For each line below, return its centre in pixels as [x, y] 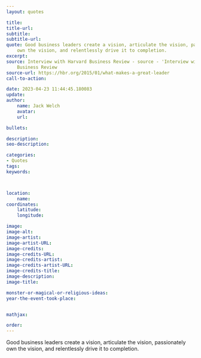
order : [14, 325]
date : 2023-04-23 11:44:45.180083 [49, 89]
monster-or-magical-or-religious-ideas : [57, 293]
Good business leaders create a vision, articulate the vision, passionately [96, 342]
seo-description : [28, 145]
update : [16, 95]
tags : [13, 166]
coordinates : [22, 204]
